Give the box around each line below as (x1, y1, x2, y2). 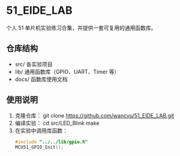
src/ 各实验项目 (14, 61, 53, 68)
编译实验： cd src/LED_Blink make (14, 119, 100, 127)
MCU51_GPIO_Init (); (14, 145, 64, 151)
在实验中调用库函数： (14, 127, 68, 134)
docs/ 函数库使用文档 (14, 76, 68, 83)
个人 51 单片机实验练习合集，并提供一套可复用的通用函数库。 (6, 24, 157, 31)
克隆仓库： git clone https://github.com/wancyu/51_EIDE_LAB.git (14, 112, 175, 119)
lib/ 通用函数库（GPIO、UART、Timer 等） (14, 68, 120, 75)
